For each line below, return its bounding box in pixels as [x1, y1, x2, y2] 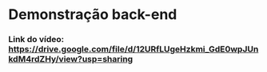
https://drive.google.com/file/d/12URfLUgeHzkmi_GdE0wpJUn [8, 44, 259, 55]
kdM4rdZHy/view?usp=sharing [8, 54, 133, 65]
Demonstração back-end [8, 6, 177, 24]
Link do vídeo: [8, 34, 65, 45]
